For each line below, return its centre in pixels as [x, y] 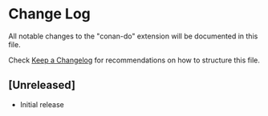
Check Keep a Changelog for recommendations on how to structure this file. [134, 60]
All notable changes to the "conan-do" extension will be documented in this [133, 36]
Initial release [42, 104]
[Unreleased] [42, 85]
